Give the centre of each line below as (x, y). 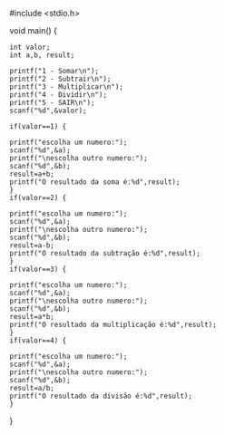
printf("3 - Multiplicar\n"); (67, 87)
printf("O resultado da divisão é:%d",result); (101, 396)
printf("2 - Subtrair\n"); (60, 79)
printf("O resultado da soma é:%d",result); (95, 182)
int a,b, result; (42, 55)
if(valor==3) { (38, 269)
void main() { (33, 30)
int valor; (30, 47)
